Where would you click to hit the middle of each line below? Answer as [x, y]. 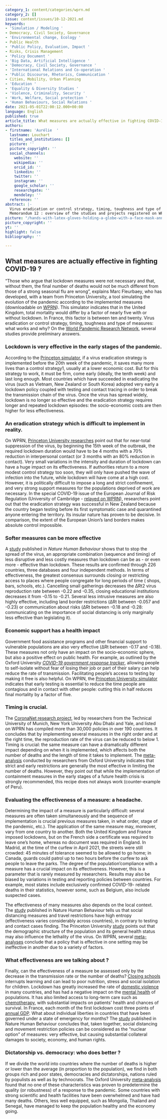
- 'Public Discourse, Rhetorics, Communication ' [58, 75]
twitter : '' [26, 177]
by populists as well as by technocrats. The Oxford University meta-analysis [83, 1079]
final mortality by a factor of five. [39, 694]
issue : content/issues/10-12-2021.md [44, 19]
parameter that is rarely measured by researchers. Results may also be [78, 874]
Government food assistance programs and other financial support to [76, 641]
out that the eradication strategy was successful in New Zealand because [81, 504]
